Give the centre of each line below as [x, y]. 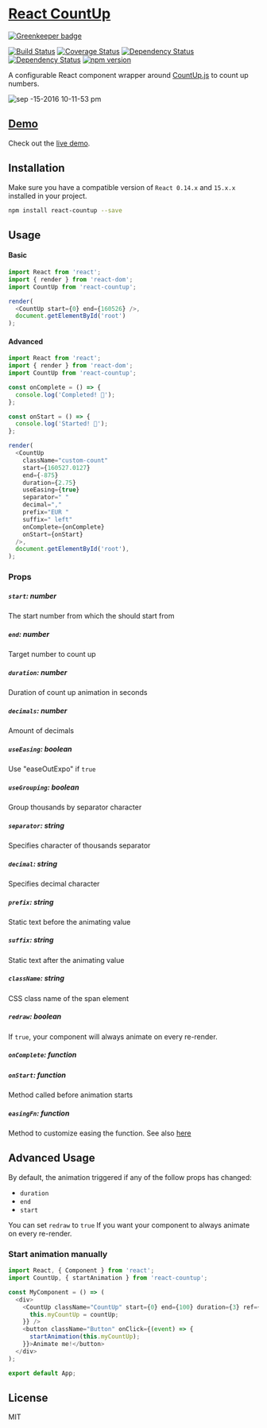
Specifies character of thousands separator [79, 845]
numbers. [24, 83]
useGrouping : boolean [44, 787]
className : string [37, 978]
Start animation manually [58, 1254]
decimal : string [33, 863]
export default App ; [43, 1373]
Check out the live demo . [49, 143]
